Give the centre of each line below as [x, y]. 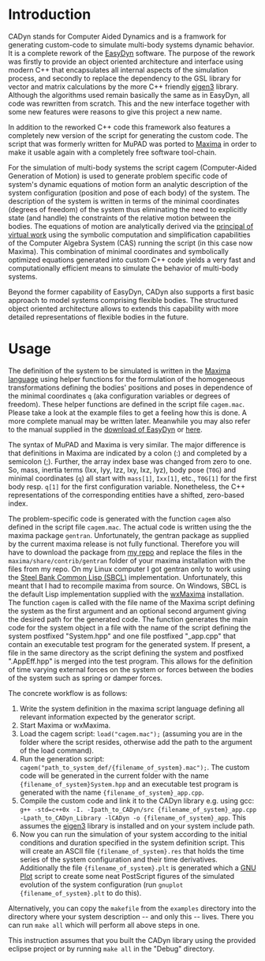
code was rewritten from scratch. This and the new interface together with [129, 103]
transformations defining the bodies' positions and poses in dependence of [131, 387]
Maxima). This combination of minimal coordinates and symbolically [118, 251]
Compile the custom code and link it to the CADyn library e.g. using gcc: [137, 800]
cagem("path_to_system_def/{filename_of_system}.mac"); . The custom [134, 767]
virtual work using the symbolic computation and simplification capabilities [129, 234]
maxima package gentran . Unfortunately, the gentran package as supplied [129, 535]
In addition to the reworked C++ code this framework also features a [119, 127]
